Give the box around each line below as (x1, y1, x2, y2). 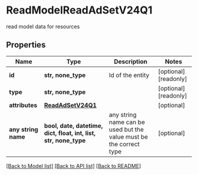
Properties (6, 40, 46, 50)
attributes (9, 101, 37, 109)
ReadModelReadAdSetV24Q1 (6, 4, 153, 17)
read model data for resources (6, 23, 80, 30)
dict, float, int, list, (44, 129, 96, 137)
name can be (108, 118, 146, 126)
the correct (108, 140, 140, 148)
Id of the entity (108, 71, 150, 79)
